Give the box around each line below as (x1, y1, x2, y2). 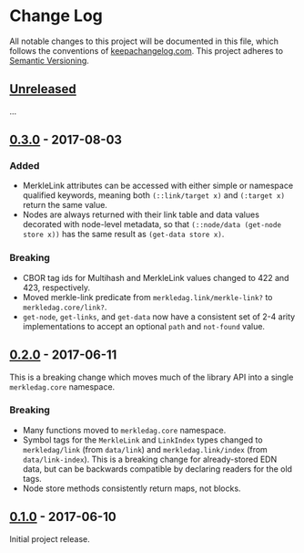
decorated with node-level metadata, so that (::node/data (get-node (22, 219, 282, 230)
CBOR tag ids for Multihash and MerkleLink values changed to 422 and (22, 272, 289, 283)
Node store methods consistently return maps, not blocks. (22, 483, 241, 494)
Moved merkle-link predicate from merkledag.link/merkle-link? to (22, 291, 273, 302)
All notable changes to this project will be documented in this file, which (9, 36, 279, 47)
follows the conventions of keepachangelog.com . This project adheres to (9, 45, 284, 56)
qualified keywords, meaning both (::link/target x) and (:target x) (22, 190, 285, 201)
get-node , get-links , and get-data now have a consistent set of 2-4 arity (22, 311, 296, 322)
